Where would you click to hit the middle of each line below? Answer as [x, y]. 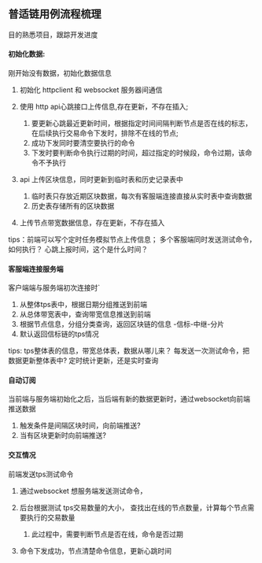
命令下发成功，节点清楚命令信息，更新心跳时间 [95, 550]
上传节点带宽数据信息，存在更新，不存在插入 [92, 223]
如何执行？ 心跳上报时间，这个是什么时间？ [78, 250]
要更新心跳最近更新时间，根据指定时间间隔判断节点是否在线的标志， [142, 124]
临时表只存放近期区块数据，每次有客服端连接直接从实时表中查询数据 [142, 196]
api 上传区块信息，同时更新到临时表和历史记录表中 [101, 180]
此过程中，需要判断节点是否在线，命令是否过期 [107, 534]
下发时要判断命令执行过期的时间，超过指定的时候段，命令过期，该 [138, 153]
